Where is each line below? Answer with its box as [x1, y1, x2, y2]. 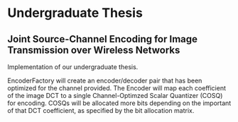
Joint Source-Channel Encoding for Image [7, 33, 198, 45]
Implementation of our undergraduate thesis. [7, 63, 139, 71]
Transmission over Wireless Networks [7, 44, 180, 56]
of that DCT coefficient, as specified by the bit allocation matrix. [7, 106, 195, 114]
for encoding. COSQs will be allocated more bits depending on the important [7, 99, 232, 107]
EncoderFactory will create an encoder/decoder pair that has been [7, 76, 202, 85]
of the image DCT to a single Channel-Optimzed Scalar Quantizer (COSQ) [7, 92, 223, 99]
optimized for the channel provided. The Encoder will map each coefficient [7, 84, 226, 92]
